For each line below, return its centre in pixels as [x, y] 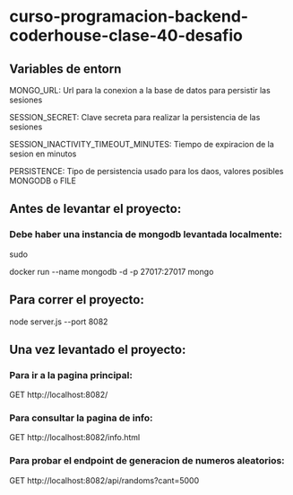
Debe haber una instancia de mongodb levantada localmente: [146, 234]
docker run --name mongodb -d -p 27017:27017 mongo [112, 271]
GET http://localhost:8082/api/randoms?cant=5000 [104, 480]
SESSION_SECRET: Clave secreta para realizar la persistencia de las [135, 117]
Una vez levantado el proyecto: [98, 349]
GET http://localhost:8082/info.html [75, 438]
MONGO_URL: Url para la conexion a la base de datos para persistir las [140, 90]
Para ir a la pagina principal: [71, 375]
